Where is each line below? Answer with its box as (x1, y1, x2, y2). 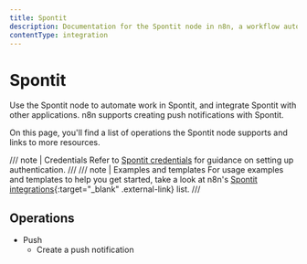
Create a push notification (36, 244, 134, 256)
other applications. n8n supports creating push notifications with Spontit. (9, 110, 285, 121)
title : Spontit (9, 13, 68, 23)
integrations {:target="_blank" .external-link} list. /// (9, 184, 201, 195)
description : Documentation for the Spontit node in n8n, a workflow (9, 22, 281, 31)
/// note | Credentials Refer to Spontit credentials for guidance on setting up (9, 154, 294, 165)
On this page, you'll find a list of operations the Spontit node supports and (9, 127, 288, 138)
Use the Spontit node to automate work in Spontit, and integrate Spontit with (9, 100, 297, 111)
